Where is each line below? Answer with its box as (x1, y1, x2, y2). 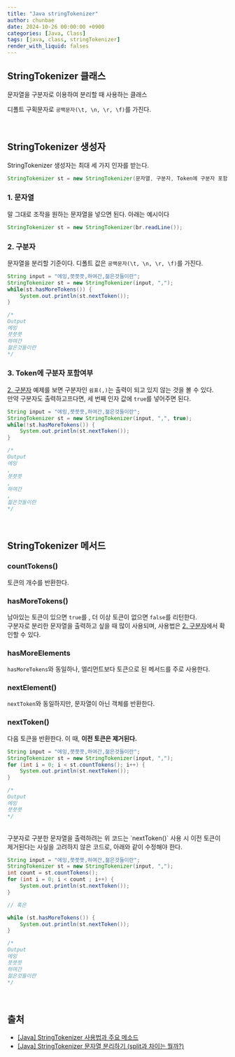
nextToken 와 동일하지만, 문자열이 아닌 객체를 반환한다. (7, 700, 155, 708)
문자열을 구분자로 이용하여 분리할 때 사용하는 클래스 (7, 90, 148, 99)
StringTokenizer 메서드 (7, 540, 106, 552)
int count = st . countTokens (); (7, 870, 99, 877)
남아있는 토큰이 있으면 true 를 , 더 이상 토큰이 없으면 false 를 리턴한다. (7, 612, 197, 621)
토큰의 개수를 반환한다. (7, 578, 69, 587)
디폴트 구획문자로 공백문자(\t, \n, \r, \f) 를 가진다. (7, 105, 152, 113)
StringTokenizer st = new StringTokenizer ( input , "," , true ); (7, 415, 192, 422)
